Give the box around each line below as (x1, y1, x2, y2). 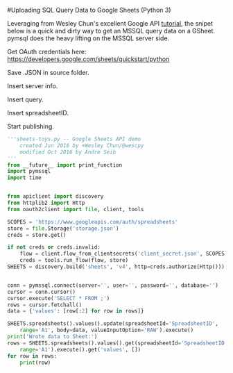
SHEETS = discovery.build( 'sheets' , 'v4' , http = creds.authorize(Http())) (7, 263, 225, 270)
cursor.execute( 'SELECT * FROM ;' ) (7, 295, 110, 301)
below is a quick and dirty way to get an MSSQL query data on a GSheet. (7, 27, 216, 35)
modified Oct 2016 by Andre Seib (19, 149, 116, 156)
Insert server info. (7, 82, 58, 90)
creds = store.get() (7, 231, 67, 238)
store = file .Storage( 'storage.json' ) (7, 225, 119, 232)
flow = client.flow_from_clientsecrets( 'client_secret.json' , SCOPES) (19, 250, 228, 258)
